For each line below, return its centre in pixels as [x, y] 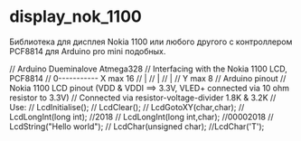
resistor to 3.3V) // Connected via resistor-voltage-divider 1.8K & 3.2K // [143, 98]
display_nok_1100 [75, 17]
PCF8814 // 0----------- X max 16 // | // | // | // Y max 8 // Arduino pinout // [148, 78]
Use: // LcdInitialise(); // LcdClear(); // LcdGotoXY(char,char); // [127, 107]
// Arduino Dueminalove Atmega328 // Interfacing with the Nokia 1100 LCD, [148, 69]
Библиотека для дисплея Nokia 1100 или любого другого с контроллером [151, 42]
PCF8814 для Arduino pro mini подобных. [88, 51]
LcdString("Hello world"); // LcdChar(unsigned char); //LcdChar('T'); [137, 126]
